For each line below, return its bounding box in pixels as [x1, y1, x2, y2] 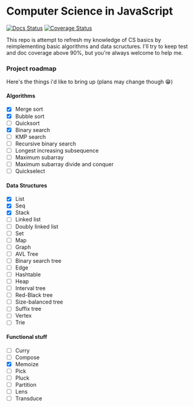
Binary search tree [15, 257, 62, 264]
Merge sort [15, 105, 44, 113]
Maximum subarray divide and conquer [15, 160, 114, 168]
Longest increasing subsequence [15, 147, 99, 154]
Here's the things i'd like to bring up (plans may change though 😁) [6, 78, 173, 86]
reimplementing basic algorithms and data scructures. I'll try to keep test [6, 43, 189, 50]
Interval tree [15, 285, 46, 292]
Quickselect [15, 167, 46, 175]
